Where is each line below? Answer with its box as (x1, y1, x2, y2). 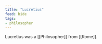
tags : (5, 16, 16, 21)
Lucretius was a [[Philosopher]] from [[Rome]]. (5, 34, 98, 40)
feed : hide (5, 12, 27, 16)
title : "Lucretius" (5, 7, 44, 12)
